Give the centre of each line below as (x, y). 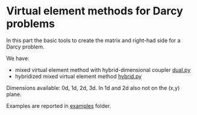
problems (31, 24)
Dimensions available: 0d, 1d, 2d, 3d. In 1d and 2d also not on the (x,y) (93, 87)
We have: (18, 58)
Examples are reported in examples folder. (59, 105)
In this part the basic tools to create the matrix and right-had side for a (93, 40)
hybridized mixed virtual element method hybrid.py (78, 76)
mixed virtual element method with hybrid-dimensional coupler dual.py (103, 69)
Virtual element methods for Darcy (95, 11)
